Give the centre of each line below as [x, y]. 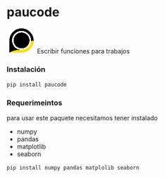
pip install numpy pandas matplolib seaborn [73, 168]
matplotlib [31, 147]
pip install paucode [37, 85]
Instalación [26, 69]
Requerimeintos [35, 103]
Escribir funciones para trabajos [84, 51]
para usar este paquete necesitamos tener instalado [82, 118]
